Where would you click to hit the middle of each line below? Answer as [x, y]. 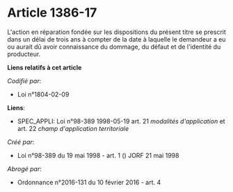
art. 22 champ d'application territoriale [73, 128]
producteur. [24, 54]
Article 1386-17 [52, 13]
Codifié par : [24, 80]
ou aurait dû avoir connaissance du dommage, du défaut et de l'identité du [114, 46]
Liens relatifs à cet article [45, 67]
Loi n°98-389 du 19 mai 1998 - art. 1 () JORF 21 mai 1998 [98, 155]
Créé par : [21, 142]
